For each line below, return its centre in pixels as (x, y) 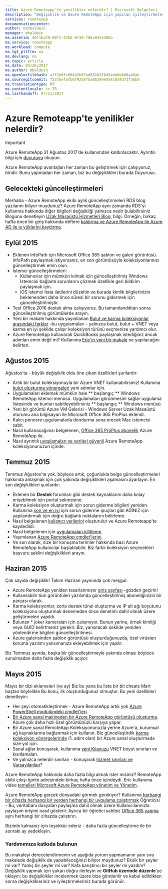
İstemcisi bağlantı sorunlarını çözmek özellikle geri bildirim (80, 281)
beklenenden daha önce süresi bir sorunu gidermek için (77, 297)
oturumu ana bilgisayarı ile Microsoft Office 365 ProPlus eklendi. (78, 414)
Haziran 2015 (26, 568)
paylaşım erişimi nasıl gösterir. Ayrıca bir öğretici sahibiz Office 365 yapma (82, 811)
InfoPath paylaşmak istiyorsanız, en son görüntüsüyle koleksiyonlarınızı (85, 260)
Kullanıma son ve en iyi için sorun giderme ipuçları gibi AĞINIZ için (80, 510)
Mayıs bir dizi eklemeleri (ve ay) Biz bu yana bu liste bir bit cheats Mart (78, 686)
